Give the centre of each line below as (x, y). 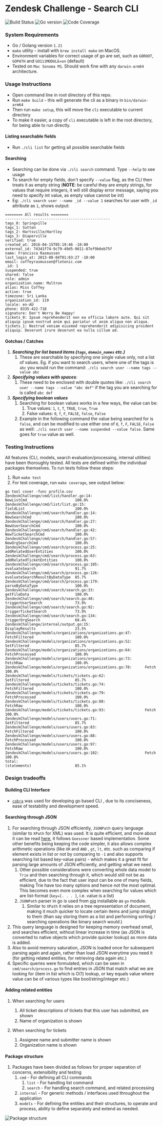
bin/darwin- (136, 100)
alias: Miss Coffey (25, 287)
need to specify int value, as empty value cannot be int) (68, 195)
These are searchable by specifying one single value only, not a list (87, 357)
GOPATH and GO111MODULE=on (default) (48, 61)
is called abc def (36, 393)
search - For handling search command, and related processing (91, 1088)
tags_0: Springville (26, 223)
